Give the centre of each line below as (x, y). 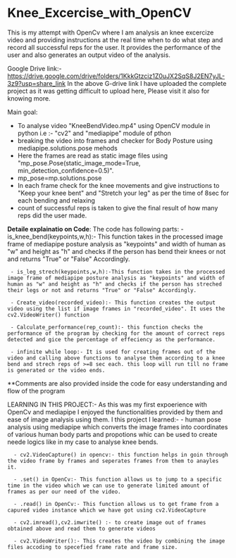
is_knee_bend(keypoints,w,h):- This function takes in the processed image (115, 236)
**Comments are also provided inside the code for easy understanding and (117, 383)
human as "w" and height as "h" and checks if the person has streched (114, 284)
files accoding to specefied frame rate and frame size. (93, 547)
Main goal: (23, 112)
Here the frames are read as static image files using (92, 156)
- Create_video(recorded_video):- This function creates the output (113, 303)
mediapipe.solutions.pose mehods (67, 148)
